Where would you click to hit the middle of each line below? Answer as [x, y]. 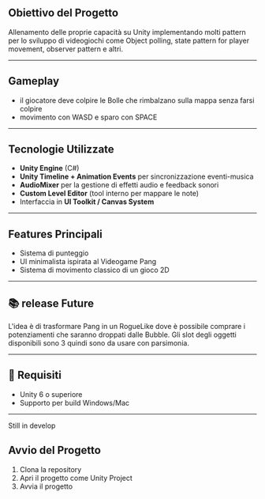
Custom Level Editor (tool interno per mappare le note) [109, 194]
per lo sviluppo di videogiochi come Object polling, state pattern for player [129, 40]
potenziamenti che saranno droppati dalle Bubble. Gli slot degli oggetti [122, 335]
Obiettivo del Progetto [63, 13]
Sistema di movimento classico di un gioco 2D [94, 270]
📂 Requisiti [35, 375]
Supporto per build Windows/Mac [75, 403]
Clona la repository [50, 469]
